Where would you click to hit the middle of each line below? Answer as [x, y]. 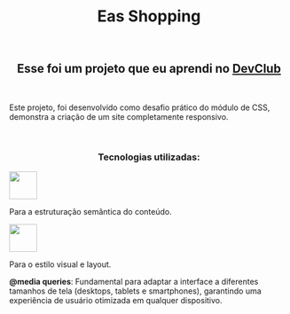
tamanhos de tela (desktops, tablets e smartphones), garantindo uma [135, 291]
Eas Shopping [149, 16]
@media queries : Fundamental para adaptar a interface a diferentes [134, 282]
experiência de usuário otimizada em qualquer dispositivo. [116, 301]
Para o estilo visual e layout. [60, 264]
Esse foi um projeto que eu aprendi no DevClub [149, 69]
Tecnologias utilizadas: [149, 157]
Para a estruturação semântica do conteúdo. [90, 212]
